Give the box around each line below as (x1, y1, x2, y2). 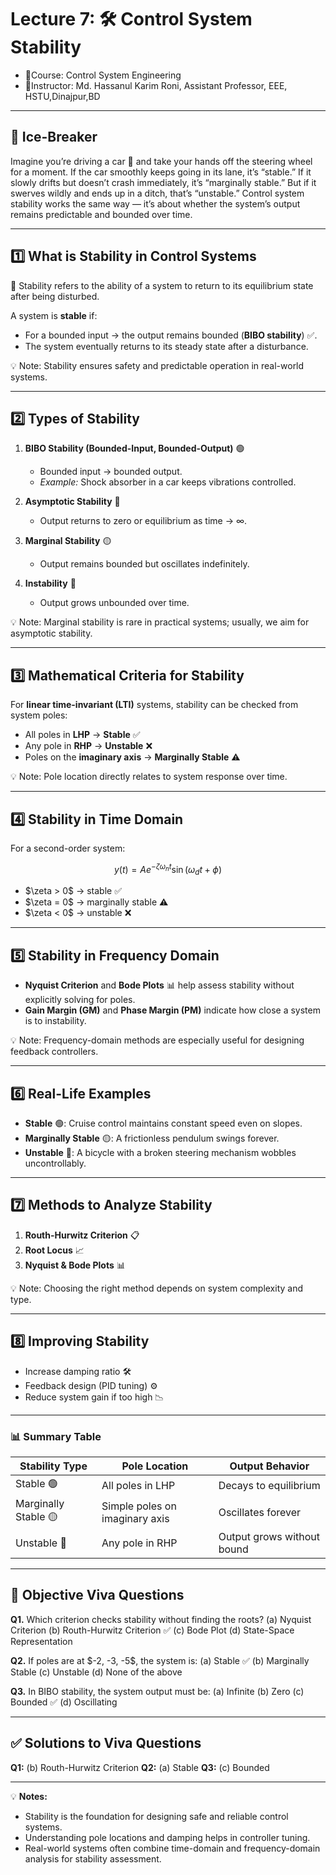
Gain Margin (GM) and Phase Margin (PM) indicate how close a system (24, 1004, 321, 1016)
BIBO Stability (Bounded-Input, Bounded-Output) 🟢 (24, 442, 245, 455)
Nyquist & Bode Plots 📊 (24, 1259, 126, 1271)
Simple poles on (101, 1499, 177, 1513)
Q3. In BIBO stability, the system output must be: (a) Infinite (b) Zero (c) (10, 1685, 305, 1697)
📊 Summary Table (10, 1429, 102, 1443)
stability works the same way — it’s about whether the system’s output (10, 197, 301, 210)
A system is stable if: (10, 309, 98, 321)
